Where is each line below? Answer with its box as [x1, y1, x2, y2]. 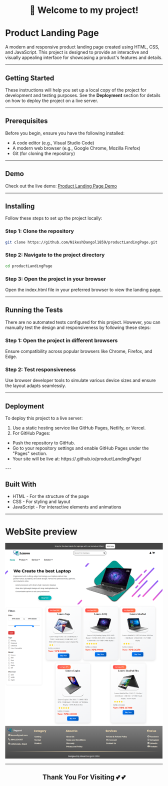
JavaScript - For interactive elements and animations [12, 504, 121, 510]
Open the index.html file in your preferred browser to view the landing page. [5, 287, 161, 293]
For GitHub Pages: [12, 430, 50, 436]
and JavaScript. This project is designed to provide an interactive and [5, 49, 148, 55]
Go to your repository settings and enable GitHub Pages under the [12, 445, 149, 451]
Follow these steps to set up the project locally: [5, 215, 102, 221]
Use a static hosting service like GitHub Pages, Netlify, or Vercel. [12, 425, 146, 431]
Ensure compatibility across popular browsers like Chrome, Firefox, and [5, 348, 152, 354]
